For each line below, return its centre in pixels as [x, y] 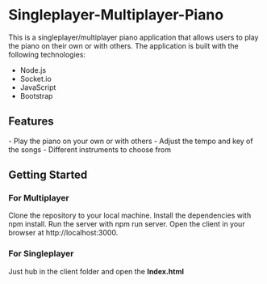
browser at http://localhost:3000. [63, 233]
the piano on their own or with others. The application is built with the [124, 45]
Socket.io [36, 78]
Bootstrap [36, 95]
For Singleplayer [41, 254]
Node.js [33, 70]
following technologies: [47, 54]
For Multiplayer [39, 198]
